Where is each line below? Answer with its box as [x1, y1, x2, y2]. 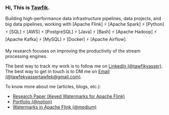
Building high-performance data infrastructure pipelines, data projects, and [5, 16, 161, 22]
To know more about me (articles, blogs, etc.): [5, 84, 101, 90]
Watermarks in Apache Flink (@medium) [12, 104, 97, 110]
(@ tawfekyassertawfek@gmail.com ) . [5, 74, 82, 80]
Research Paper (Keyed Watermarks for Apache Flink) [12, 93, 125, 99]
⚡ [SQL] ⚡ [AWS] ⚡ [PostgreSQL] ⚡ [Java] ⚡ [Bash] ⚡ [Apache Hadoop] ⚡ [5, 29, 157, 35]
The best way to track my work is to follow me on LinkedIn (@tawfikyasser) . [5, 63, 163, 69]
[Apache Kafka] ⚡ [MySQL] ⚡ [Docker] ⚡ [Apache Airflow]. [5, 36, 127, 42]
